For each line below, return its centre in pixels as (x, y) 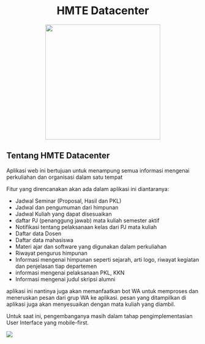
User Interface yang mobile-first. (48, 322)
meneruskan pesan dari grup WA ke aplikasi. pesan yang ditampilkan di (96, 297)
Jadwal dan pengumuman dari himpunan (67, 207)
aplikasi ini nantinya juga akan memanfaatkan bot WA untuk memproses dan (102, 291)
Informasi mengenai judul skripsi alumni (65, 279)
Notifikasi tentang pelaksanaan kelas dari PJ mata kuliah (86, 227)
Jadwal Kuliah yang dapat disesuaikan (63, 214)
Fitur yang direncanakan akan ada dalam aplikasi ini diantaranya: (88, 189)
